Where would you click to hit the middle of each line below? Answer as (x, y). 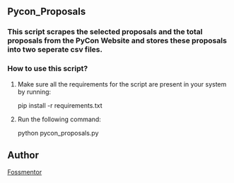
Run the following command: (59, 119)
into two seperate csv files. (55, 50)
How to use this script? (48, 69)
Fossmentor (25, 172)
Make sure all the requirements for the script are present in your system (122, 84)
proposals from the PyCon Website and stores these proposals (117, 40)
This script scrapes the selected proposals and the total (105, 32)
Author (23, 155)
